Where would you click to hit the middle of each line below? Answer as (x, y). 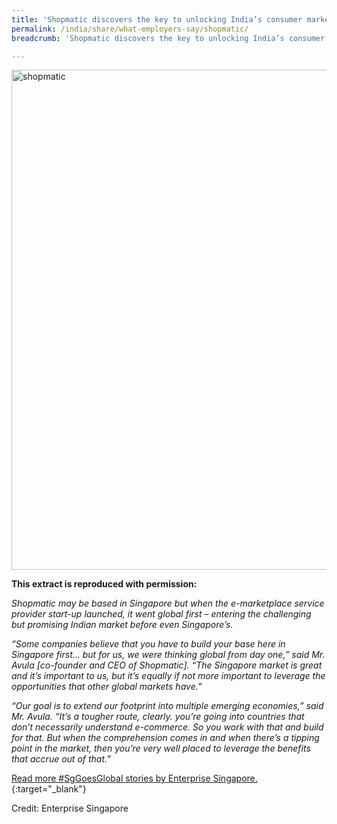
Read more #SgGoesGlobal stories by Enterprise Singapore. (134, 778)
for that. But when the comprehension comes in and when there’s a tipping (165, 738)
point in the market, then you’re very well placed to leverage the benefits (161, 748)
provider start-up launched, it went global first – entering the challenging (161, 614)
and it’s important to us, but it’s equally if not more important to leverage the (168, 676)
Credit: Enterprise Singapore (70, 808)
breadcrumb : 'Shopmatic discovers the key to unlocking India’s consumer (168, 38)
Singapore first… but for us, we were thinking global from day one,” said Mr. (168, 655)
